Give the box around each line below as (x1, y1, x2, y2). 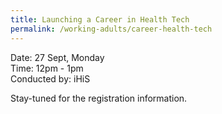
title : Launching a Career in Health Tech (10, 14, 190, 25)
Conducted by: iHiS (10, 72, 91, 85)
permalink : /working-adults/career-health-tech (10, 24, 213, 34)
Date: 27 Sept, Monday (10, 51, 105, 63)
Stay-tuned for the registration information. (10, 92, 188, 104)
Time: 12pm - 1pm (10, 62, 84, 74)
